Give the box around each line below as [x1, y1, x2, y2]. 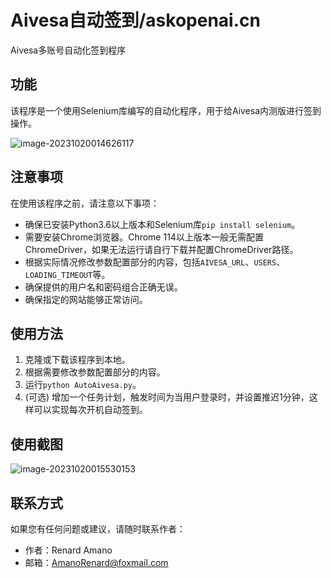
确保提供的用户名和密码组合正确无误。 [24, 281, 183, 293]
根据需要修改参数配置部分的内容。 [24, 366, 166, 378]
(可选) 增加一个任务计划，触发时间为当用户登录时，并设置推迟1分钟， [24, 391, 310, 403]
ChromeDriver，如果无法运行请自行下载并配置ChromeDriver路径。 [24, 243, 299, 255]
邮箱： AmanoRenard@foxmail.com [24, 557, 169, 568]
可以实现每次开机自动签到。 [33, 404, 148, 416]
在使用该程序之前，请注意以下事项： [10, 197, 160, 209]
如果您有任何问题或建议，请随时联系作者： [10, 523, 186, 535]
